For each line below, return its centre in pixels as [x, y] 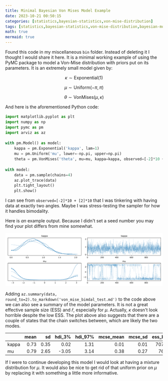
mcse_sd [138, 337]
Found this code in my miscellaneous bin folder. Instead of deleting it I [77, 52]
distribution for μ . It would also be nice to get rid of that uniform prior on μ [81, 368]
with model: [17, 170]
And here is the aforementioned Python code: [52, 107]
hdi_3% [63, 337]
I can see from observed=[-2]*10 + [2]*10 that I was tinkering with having [81, 200]
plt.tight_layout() [34, 186]
